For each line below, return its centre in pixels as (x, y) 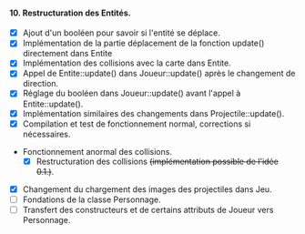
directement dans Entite (67, 54)
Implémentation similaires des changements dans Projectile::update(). (153, 113)
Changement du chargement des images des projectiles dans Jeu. (147, 189)
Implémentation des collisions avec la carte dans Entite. (127, 63)
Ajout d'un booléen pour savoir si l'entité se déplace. (121, 33)
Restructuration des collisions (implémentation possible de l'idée (158, 161)
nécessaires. (46, 134)
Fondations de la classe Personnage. (91, 199)
